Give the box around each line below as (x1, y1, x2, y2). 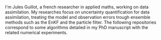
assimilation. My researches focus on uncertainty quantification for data (5, 9, 150, 15)
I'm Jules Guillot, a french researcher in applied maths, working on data (5, 4, 149, 10)
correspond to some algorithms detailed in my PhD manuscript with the (5, 25, 148, 30)
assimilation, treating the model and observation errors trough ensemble (5, 14, 150, 20)
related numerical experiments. (5, 30, 68, 35)
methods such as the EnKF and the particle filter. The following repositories (5, 19, 157, 25)
